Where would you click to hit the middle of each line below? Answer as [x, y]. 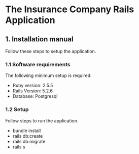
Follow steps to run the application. [42, 120]
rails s [19, 147]
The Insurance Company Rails [70, 9]
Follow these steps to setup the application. [51, 51]
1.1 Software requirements [38, 64]
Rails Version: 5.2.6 [33, 91]
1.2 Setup [17, 110]
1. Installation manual [39, 39]
